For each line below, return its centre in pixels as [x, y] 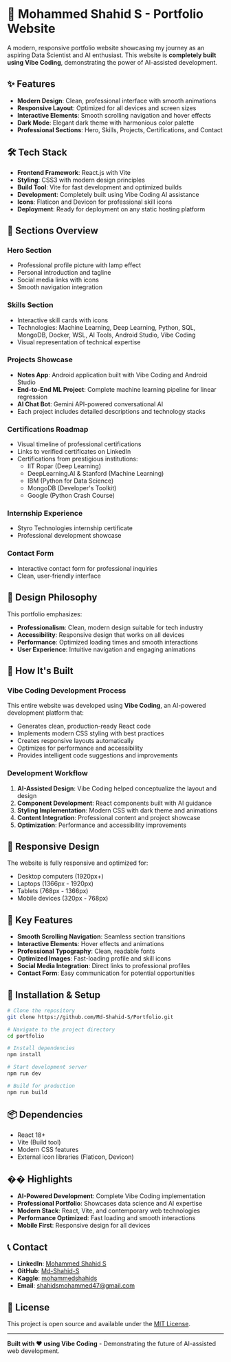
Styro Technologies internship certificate [75, 528]
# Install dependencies [41, 1048]
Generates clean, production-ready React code [84, 726]
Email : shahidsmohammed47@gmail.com [76, 1286]
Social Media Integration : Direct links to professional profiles [103, 966]
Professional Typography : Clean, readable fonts [86, 951]
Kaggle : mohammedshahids [57, 1278]
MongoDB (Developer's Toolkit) [72, 488]
